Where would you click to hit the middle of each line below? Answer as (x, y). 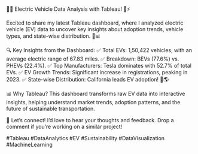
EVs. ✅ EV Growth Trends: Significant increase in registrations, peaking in (97, 72)
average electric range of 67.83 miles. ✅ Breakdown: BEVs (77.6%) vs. (93, 59)
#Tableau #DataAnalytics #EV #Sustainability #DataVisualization (86, 138)
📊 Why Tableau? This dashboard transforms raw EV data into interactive (96, 93)
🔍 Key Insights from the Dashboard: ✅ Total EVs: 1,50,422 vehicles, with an (99, 50)
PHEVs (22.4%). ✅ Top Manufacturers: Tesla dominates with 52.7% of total (99, 66)
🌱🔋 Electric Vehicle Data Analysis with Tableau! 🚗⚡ (68, 9)
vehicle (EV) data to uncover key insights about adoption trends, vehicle (95, 29)
